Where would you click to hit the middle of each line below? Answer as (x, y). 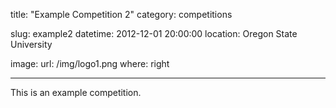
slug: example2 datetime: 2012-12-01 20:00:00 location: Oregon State (154, 33)
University (31, 44)
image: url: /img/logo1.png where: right (90, 63)
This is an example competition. (76, 92)
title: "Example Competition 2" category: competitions (121, 14)
